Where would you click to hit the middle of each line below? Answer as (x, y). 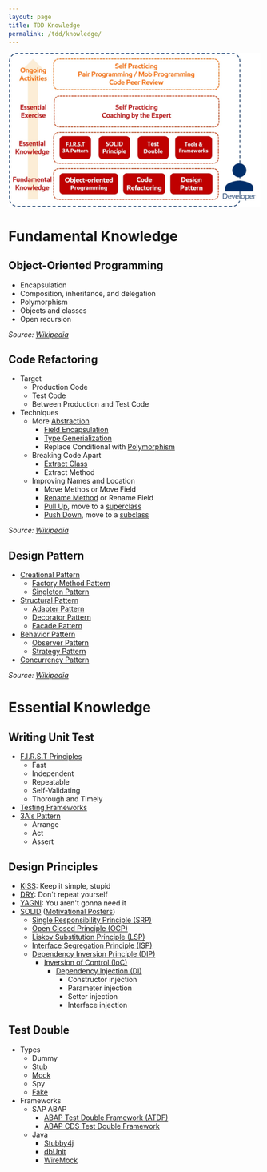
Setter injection (93, 996)
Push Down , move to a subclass (96, 515)
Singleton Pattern (60, 592)
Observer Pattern (60, 643)
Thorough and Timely (67, 799)
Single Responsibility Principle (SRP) (92, 920)
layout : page (30, 17)
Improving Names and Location (84, 481)
